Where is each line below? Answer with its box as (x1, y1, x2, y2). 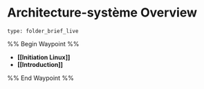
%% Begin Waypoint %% (7, 39, 80, 48)
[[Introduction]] (17, 60, 64, 68)
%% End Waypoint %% (7, 74, 74, 82)
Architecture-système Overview (7, 5, 198, 21)
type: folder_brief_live (7, 28, 79, 34)
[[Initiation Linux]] (17, 53, 71, 61)
